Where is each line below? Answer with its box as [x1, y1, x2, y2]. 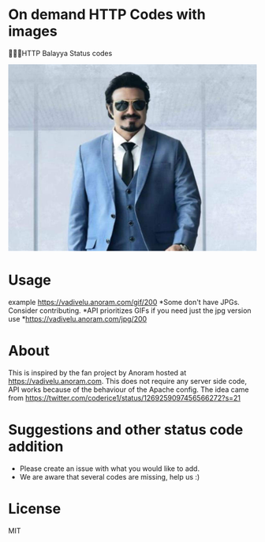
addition [8, 438, 64, 455]
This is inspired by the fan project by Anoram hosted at [8, 367, 187, 377]
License [8, 499, 62, 518]
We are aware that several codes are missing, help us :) [19, 472, 200, 481]
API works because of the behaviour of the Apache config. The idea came [8, 385, 249, 394]
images [8, 22, 58, 40]
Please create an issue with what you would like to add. [19, 464, 200, 473]
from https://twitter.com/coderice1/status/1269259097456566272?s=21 [8, 393, 241, 402]
